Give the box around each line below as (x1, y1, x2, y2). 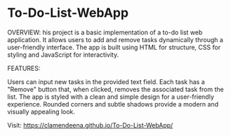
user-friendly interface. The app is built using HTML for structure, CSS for (7, 43, 221, 51)
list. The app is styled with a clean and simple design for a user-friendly (7, 93, 214, 101)
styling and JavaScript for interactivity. (7, 50, 119, 59)
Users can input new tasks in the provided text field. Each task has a (7, 77, 205, 86)
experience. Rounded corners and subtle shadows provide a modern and (7, 100, 219, 108)
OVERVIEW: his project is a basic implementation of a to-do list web (7, 28, 203, 36)
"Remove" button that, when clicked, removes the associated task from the (7, 85, 224, 93)
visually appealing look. (7, 107, 76, 116)
